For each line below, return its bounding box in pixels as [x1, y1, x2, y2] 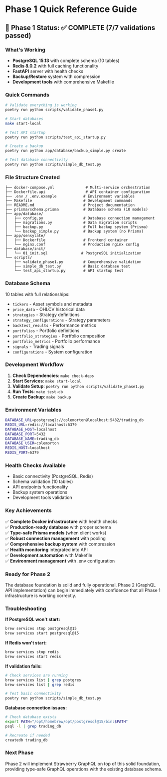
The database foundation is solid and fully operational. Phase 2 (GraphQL [5, 582, 156, 588]
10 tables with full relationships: [5, 291, 70, 297]
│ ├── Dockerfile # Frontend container [5, 237, 128, 243]
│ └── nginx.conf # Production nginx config [5, 242, 140, 247]
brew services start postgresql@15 [5, 631, 79, 636]
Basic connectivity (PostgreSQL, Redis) [12, 473, 93, 479]
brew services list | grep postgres [5, 677, 81, 682]
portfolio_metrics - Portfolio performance [12, 338, 101, 344]
